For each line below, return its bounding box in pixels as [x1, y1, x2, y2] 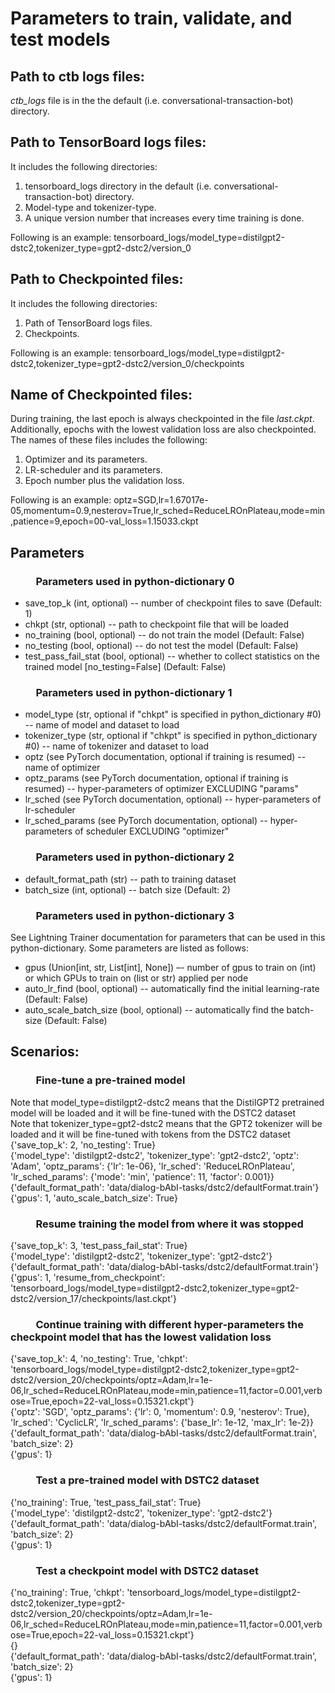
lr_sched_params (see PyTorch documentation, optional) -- [24, 815, 268, 827]
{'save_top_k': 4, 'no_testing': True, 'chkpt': [10, 1353, 188, 1365]
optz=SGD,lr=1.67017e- [113, 494, 209, 506]
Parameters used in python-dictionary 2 [35, 850, 235, 864]
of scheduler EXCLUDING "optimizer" [74, 825, 230, 837]
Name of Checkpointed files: [10, 387, 193, 404]
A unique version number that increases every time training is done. [24, 212, 305, 224]
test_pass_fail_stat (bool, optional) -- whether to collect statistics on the [24, 650, 320, 662]
